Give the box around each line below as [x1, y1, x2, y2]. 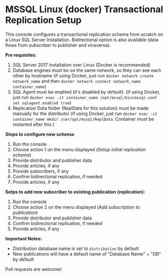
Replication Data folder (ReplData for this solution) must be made [12, 105, 149, 111]
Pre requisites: [5, 52, 37, 58]
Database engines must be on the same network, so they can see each [12, 67, 161, 73]
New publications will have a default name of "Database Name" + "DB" [12, 251, 161, 257]
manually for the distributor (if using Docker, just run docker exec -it [12, 110, 157, 117]
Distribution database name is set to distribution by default [12, 245, 139, 252]
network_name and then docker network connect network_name [12, 78, 141, 84]
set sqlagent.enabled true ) [12, 99, 72, 105]
